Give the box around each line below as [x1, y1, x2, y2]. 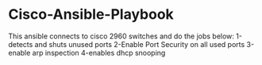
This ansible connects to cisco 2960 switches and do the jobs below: [8, 31, 234, 41]
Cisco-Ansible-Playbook [8, 5, 175, 23]
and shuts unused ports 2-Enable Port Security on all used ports [34, 39, 245, 49]
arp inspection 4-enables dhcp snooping [32, 48, 166, 57]
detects [8, 39, 33, 49]
